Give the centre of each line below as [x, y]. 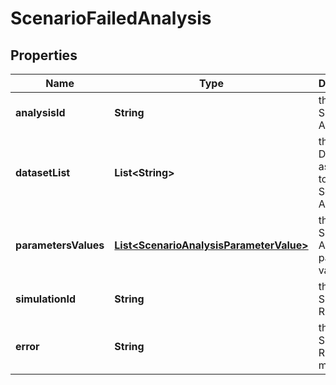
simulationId [46, 299]
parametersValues [60, 245]
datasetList [43, 172]
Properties [44, 55]
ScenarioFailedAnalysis [111, 18]
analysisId [40, 112]
